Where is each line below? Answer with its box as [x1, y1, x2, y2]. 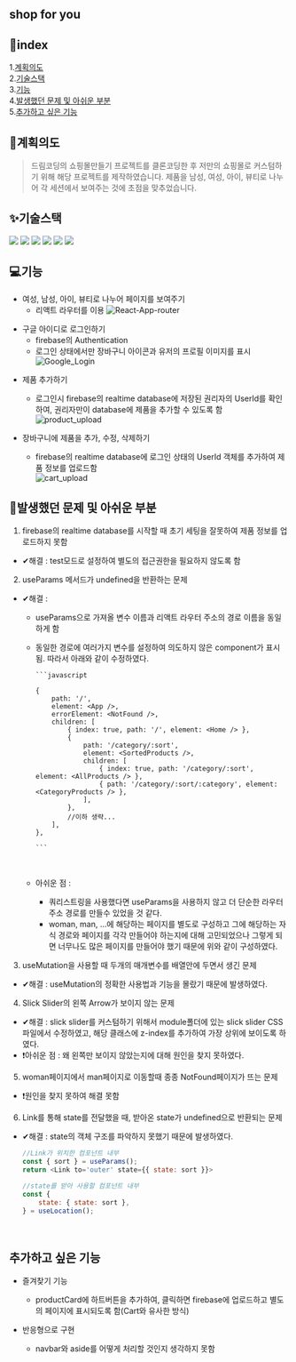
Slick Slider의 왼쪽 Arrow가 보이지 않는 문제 [21, 997, 175, 1008]
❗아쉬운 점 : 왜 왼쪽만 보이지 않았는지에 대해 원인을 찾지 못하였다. [21, 1050, 245, 1061]
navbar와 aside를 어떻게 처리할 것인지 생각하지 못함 [35, 1343, 215, 1354]
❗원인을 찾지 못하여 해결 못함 [21, 1091, 120, 1102]
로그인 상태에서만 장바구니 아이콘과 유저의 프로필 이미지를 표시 [35, 346, 251, 357]
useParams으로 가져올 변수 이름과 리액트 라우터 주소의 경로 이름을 [35, 613, 266, 623]
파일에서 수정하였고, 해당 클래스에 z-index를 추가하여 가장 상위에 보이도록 [21, 1028, 277, 1038]
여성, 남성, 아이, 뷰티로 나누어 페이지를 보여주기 [21, 293, 186, 304]
